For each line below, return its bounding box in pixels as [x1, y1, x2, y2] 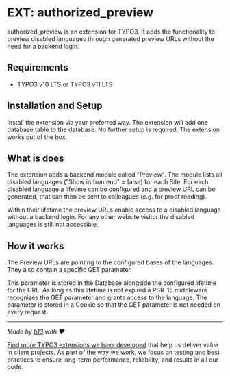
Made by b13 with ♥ [7, 327, 65, 336]
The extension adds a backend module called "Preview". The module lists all [7, 171, 222, 179]
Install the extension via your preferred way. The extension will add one [7, 118, 209, 126]
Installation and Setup [7, 100, 103, 112]
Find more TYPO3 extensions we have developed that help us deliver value [7, 341, 219, 349]
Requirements [7, 62, 68, 73]
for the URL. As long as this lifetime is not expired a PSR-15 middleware [7, 286, 207, 294]
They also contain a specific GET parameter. [7, 266, 132, 274]
